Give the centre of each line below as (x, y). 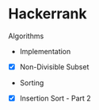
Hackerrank (48, 14)
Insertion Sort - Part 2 (55, 98)
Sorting (32, 83)
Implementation (45, 51)
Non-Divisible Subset (54, 67)
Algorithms (26, 36)
